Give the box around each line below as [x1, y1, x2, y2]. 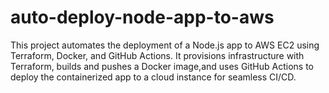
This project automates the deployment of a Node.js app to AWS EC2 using [10, 39, 320, 51]
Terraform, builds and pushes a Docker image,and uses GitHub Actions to [10, 60, 314, 72]
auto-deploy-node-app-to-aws [10, 6, 275, 29]
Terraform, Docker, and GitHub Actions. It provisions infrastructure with [10, 49, 305, 61]
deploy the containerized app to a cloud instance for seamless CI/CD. [10, 71, 297, 83]
